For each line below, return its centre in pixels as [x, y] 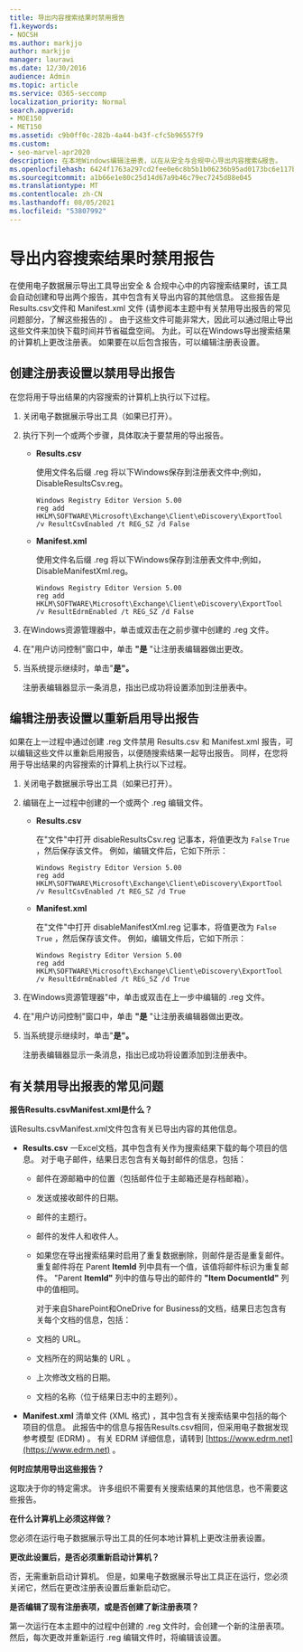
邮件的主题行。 [64, 1217]
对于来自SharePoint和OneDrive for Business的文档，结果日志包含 [157, 1308]
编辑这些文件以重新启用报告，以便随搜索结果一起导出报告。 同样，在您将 [152, 753]
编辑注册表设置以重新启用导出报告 [104, 718]
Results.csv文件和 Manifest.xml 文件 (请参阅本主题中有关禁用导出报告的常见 [150, 307]
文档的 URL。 [60, 1339]
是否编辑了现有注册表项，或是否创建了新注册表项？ [104, 1607]
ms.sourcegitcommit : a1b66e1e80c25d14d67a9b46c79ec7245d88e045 [131, 177]
